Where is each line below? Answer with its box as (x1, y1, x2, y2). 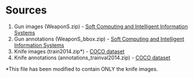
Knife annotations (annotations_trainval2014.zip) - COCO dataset (13, 54, 171, 61)
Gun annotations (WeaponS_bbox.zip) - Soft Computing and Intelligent (13, 35, 185, 42)
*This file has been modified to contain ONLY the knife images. (5, 65, 158, 72)
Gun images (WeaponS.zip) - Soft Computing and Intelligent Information (13, 23, 188, 30)
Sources (5, 4, 47, 17)
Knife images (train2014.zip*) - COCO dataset (13, 48, 125, 55)
